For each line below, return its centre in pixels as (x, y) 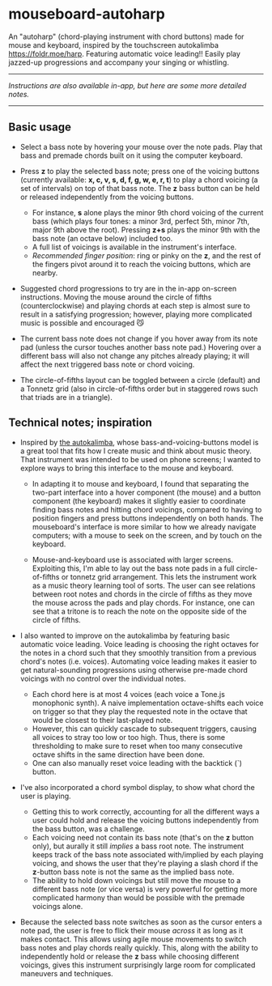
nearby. (45, 273)
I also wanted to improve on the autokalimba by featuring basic (125, 635)
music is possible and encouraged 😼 (82, 323)
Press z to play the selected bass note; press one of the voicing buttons (140, 171)
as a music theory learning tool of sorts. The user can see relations (144, 585)
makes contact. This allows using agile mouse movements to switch (133, 939)
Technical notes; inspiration (80, 423)
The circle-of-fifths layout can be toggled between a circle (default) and (140, 380)
